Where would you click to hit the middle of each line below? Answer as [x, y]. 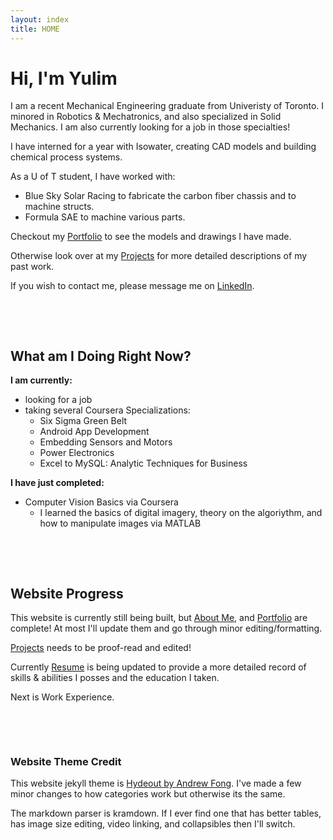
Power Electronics [77, 453]
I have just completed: [57, 483]
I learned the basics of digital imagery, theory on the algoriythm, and [181, 513]
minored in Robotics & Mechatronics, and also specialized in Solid [146, 117]
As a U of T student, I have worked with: [93, 177]
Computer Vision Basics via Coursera [101, 502]
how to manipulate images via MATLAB [120, 523]
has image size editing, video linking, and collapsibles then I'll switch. [153, 824]
